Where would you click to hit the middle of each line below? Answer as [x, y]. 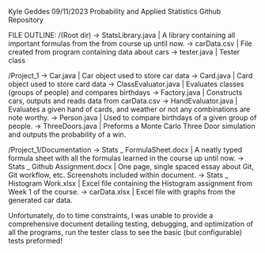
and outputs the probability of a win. [67, 134]
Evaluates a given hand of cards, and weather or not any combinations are [129, 109]
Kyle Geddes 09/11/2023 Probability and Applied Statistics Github [115, 11]
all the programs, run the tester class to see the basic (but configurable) [125, 232]
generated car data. [40, 200]
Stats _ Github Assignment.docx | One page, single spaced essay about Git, [131, 166]
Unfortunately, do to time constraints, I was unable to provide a [111, 215]
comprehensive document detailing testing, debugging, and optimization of [131, 224]
